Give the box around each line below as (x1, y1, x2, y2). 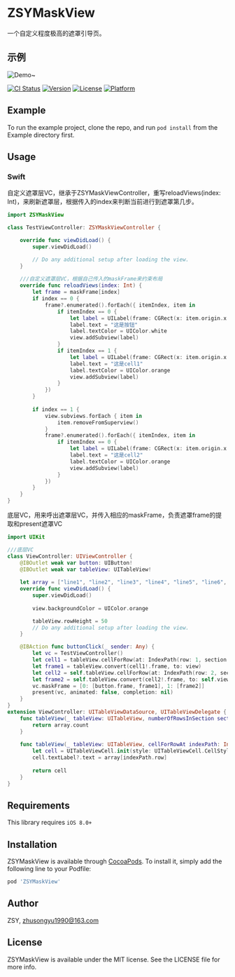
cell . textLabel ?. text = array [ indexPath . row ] (32, 754, 168, 762)
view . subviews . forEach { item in (44, 412, 142, 419)
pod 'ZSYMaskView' (7, 878, 61, 885)
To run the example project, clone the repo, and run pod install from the (7, 123, 218, 131)
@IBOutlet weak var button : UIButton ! (20, 559, 133, 566)
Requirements (7, 800, 70, 811)
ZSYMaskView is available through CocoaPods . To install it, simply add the (7, 857, 222, 865)
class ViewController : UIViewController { (7, 553, 133, 560)
